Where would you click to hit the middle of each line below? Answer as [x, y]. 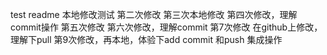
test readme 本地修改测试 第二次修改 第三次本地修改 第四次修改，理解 [154, 14]
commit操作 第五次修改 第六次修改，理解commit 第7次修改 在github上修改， [166, 27]
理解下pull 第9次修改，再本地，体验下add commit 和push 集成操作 [146, 39]
